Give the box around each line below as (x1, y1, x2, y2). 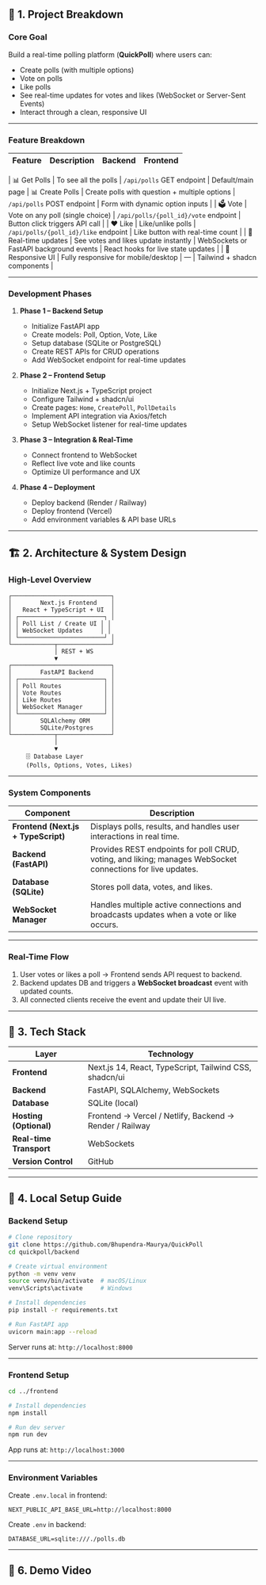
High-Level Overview (8, 574, 92, 585)
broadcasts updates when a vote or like (90, 909, 237, 921)
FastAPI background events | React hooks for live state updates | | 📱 (8, 243, 230, 254)
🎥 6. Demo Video (8, 1564, 92, 1578)
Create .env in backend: (8, 1519, 87, 1529)
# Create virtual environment (8, 1262, 108, 1270)
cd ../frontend (8, 1387, 59, 1395)
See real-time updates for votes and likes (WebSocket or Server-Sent (19, 90, 246, 100)
